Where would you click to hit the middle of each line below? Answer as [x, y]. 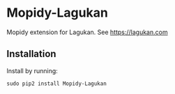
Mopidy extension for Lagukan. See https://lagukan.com [87, 32]
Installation [31, 54]
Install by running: [32, 70]
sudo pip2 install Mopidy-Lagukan [57, 84]
